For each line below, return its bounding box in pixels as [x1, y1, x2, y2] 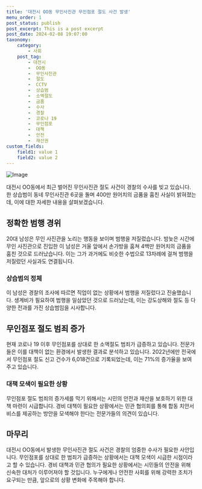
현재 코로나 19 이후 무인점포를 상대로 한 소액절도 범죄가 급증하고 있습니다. [6, 341, 179, 348]
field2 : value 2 [17, 154, 58, 160]
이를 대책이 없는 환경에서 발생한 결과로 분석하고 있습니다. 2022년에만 [17, 348, 180, 356]
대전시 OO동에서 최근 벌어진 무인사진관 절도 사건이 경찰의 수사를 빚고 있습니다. [6, 183, 191, 191]
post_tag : [17, 54, 42, 60]
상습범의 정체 [6, 274, 42, 283]
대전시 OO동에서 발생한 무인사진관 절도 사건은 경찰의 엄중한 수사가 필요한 [6, 446, 179, 453]
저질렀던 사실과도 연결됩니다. [6, 257, 74, 265]
